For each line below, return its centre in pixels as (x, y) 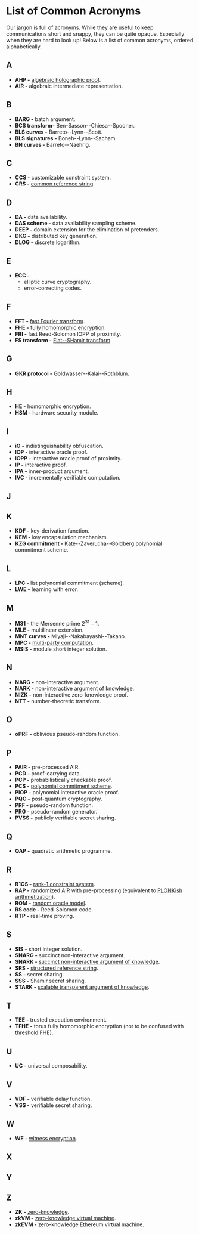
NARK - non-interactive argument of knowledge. (74, 688)
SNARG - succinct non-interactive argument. (70, 955)
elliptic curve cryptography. (57, 282)
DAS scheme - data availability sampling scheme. (76, 223)
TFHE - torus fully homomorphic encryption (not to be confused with (99, 1026)
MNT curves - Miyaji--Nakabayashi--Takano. (70, 636)
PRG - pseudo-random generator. (56, 812)
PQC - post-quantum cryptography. (58, 799)
